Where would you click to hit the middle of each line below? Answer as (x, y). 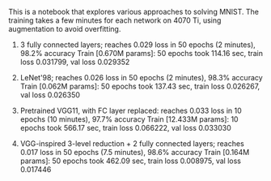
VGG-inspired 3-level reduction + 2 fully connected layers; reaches (132, 144)
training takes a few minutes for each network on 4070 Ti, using (115, 20)
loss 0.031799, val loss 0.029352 (75, 62)
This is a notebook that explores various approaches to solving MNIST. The (134, 12)
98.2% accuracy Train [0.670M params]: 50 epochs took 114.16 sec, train (142, 53)
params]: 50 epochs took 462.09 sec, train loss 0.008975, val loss (130, 161)
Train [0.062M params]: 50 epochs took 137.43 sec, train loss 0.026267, (140, 86)
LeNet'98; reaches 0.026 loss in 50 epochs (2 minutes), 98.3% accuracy (141, 78)
